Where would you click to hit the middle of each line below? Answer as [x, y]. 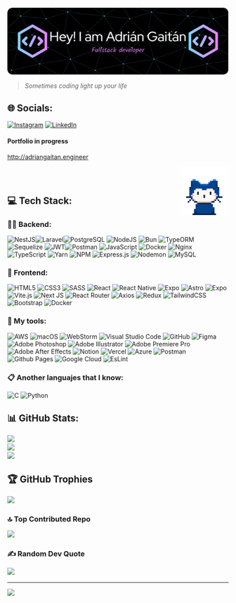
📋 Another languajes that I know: [66, 377]
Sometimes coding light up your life [76, 86]
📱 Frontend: [27, 273]
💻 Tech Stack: [40, 201]
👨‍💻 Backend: [29, 224]
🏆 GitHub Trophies [50, 480]
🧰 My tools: [27, 321]
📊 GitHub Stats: [43, 419]
